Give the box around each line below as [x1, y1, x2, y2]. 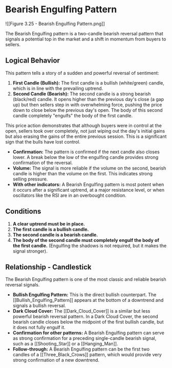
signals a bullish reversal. [12, 302, 67, 309]
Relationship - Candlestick [5, 262, 92, 271]
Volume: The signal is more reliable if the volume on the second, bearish [12, 165, 166, 171]
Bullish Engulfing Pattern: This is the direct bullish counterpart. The [12, 292, 157, 298]
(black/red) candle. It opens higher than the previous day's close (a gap [12, 96, 164, 102]
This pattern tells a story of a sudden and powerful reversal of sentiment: [5, 70, 160, 76]
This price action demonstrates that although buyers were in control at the [5, 122, 162, 129]
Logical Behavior [5, 56, 60, 65]
